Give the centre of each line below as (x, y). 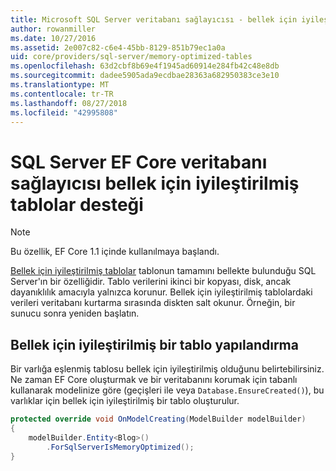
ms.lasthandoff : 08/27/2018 (69, 103)
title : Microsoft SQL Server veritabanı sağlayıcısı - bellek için (154, 19)
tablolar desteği (77, 204)
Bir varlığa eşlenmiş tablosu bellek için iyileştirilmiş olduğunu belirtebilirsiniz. (167, 369)
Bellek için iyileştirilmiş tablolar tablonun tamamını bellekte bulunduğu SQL (163, 271)
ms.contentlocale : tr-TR (62, 94)
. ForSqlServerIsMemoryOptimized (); (120, 447)
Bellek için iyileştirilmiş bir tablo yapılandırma (154, 344)
